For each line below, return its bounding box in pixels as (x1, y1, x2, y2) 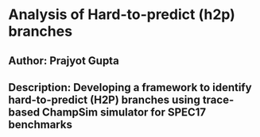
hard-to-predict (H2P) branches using (8, 93, 200, 106)
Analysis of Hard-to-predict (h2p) (8, 6, 236, 24)
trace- (202, 93, 235, 106)
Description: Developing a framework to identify (8, 81, 252, 94)
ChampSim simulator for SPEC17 (42, 105, 207, 119)
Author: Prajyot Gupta (8, 54, 119, 67)
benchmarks (8, 117, 73, 131)
